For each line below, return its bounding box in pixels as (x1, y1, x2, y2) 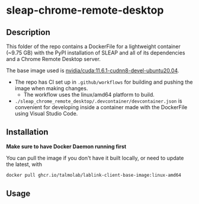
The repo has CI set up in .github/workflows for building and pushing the (14, 78, 193, 85)
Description (6, 27, 50, 37)
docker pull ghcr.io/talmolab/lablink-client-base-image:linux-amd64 (6, 172, 182, 178)
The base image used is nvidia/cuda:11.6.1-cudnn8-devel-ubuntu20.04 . (6, 67, 179, 74)
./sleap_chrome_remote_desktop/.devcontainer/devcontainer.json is (14, 97, 182, 104)
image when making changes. (14, 85, 88, 92)
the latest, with (6, 161, 43, 168)
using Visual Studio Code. (14, 110, 78, 117)
